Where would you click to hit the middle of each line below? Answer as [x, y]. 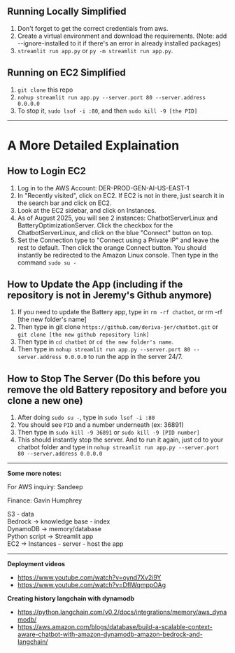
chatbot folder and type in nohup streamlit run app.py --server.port [118, 447]
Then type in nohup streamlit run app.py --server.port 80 [104, 349]
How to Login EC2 [47, 171]
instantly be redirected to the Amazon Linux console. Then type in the [118, 255]
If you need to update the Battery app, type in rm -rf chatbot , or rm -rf [120, 312]
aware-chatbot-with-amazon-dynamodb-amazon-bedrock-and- [110, 634]
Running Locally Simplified [67, 12]
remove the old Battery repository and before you [117, 389]
